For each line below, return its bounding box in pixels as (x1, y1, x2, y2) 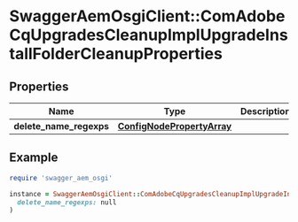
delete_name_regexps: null (17, 197, 117, 207)
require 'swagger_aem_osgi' (9, 173, 114, 182)
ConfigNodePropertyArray (117, 120, 232, 132)
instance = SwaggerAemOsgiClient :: (9, 189, 141, 198)
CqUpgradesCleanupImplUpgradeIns (9, 25, 288, 45)
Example (9, 150, 59, 165)
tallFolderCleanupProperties (9, 44, 223, 64)
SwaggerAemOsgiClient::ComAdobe (9, 6, 286, 27)
